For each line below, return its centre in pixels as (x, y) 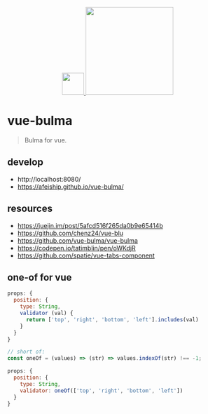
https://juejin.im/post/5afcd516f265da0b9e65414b (90, 225)
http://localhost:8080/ (49, 179)
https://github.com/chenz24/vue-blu (70, 233)
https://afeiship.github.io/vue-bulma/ (70, 187)
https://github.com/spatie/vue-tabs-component (86, 255)
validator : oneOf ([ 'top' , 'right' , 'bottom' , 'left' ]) (102, 390)
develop (25, 162)
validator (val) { (47, 313)
